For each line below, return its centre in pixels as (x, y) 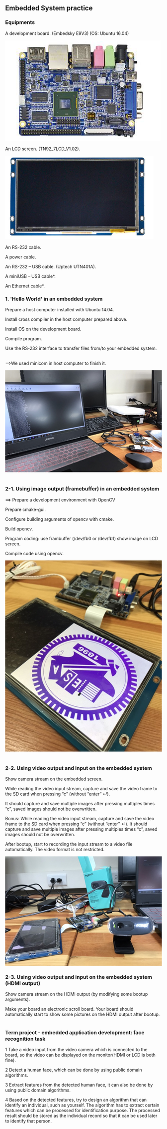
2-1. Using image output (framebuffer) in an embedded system (82, 489)
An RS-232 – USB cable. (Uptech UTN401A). (51, 266)
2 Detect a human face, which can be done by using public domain (74, 1070)
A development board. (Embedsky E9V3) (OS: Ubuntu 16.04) (67, 33)
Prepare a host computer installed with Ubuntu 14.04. (60, 309)
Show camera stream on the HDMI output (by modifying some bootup (77, 994)
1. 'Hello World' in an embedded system (54, 299)
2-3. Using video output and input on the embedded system (79, 977)
